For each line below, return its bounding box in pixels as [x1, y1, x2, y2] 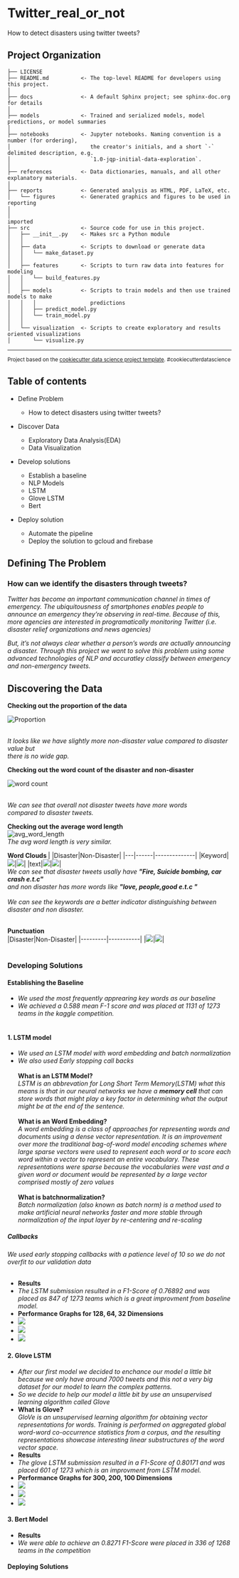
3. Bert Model [7, 1515, 48, 1524]
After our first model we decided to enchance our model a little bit [17, 1367, 211, 1375]
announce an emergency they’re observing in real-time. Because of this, [7, 610, 221, 619]
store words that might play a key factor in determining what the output [17, 1094, 228, 1103]
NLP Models [28, 478, 65, 487]
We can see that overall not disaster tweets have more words [7, 801, 188, 809]
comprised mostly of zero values [17, 1178, 115, 1186]
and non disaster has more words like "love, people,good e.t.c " [7, 883, 198, 891]
